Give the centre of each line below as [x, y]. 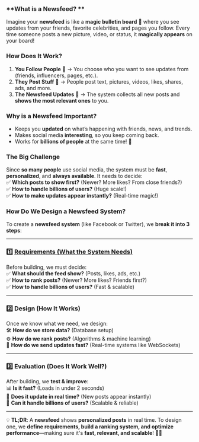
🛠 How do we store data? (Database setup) [60, 330]
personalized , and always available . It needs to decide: [75, 176]
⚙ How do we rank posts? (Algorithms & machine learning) [78, 339]
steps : [14, 231]
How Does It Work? [34, 56]
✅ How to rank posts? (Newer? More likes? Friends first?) [76, 280]
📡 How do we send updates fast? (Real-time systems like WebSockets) [93, 345]
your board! [20, 41]
